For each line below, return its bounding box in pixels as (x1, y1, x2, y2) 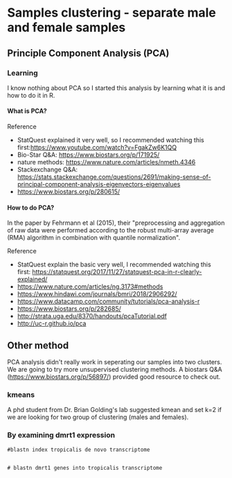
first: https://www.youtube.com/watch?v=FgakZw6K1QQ (17, 144, 177, 152)
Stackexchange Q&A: (17, 165, 78, 174)
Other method (7, 339, 69, 351)
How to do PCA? (7, 203, 55, 212)
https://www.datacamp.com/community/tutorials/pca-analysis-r (17, 297, 200, 306)
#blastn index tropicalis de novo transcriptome (7, 446, 150, 453)
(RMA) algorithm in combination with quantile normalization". (7, 234, 181, 242)
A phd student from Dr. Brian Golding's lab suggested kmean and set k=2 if (7, 406, 222, 414)
